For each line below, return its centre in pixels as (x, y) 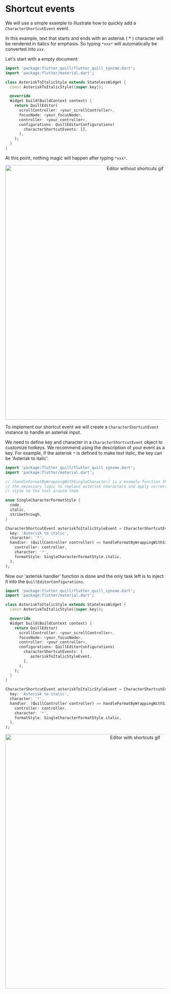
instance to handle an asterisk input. (43, 432)
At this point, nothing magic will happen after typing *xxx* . (66, 158)
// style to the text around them (42, 491)
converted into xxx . (25, 49)
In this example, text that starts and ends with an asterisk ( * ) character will (84, 38)
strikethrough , (26, 514)
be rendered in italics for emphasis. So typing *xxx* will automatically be (81, 43)
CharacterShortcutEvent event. (37, 28)
